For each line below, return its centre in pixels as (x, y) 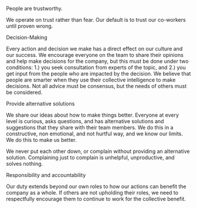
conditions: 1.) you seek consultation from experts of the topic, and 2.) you (96, 67)
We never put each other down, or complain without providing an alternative (98, 151)
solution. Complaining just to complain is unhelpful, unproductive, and (90, 157)
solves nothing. (25, 164)
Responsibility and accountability (46, 175)
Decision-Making (27, 37)
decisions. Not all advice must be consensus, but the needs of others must (96, 86)
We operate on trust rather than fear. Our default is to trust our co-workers (96, 20)
